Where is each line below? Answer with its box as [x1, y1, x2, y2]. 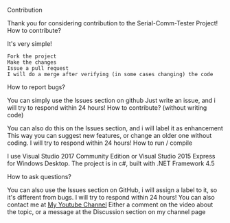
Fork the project [7, 53, 57, 60]
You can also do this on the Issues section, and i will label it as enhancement [7, 124, 223, 132]
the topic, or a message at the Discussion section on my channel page [7, 208, 206, 215]
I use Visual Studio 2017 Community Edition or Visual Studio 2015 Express [7, 152, 216, 160]
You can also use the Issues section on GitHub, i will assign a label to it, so [7, 186, 218, 194]
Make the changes [7, 59, 57, 66]
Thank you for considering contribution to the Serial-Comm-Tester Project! [7, 19, 218, 27]
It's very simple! [7, 40, 53, 47]
